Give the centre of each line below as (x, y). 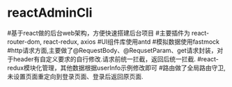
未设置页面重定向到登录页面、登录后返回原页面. (76, 76)
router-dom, (24, 41)
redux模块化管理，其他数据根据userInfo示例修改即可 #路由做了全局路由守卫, (117, 68)
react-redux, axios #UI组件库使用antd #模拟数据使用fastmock (131, 41)
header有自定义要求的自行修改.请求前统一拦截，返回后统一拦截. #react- (116, 59)
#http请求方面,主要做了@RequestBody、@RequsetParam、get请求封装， (112, 50)
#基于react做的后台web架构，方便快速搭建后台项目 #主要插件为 (99, 33)
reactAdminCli (50, 13)
